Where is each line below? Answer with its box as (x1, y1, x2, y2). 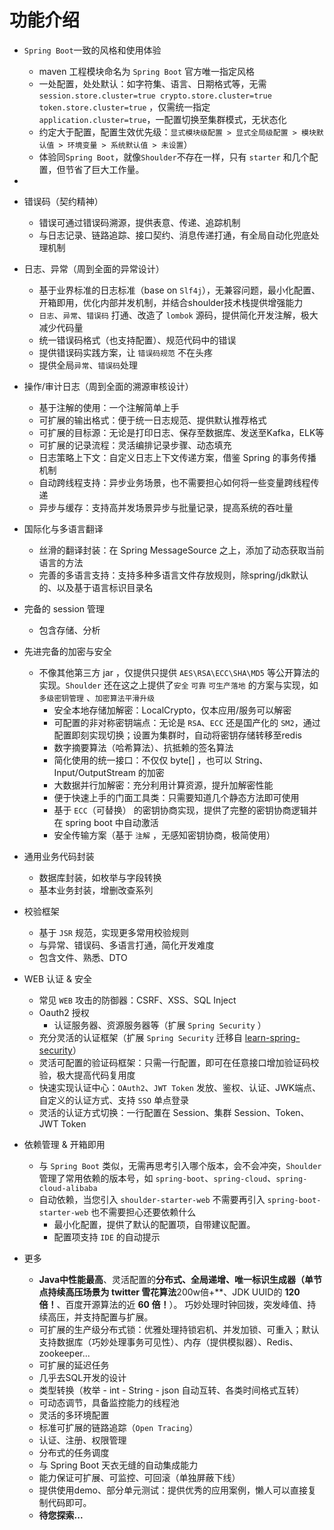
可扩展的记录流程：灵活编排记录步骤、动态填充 (38, 439, 232, 451)
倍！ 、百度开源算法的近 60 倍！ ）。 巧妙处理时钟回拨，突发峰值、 (38, 1298, 308, 1310)
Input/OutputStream (53, 766, 136, 778)
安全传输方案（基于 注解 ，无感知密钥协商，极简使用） (53, 829, 276, 841)
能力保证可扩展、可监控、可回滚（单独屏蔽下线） (38, 1471, 241, 1483)
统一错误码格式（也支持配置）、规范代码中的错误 (38, 334, 237, 346)
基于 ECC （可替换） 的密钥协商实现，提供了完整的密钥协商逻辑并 (53, 804, 318, 816)
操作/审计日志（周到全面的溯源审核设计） (23, 380, 194, 392)
